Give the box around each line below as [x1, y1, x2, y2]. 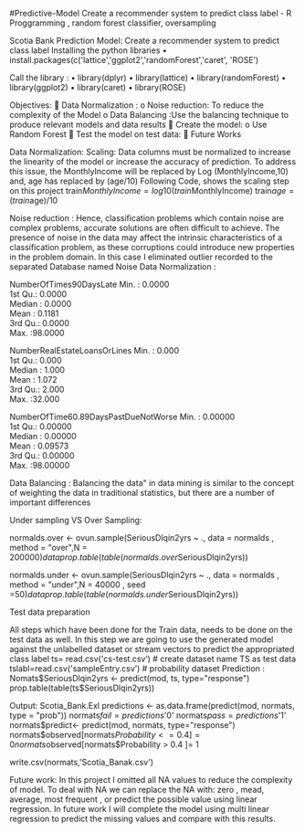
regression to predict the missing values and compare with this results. [9, 813, 276, 824]
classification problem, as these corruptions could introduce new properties [9, 242, 295, 252]
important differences [9, 497, 91, 508]
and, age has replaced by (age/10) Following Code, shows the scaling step [9, 175, 289, 186]
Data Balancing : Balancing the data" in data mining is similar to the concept [9, 478, 295, 488]
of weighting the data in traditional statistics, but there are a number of [9, 488, 276, 498]
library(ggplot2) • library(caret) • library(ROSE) [9, 82, 186, 92]
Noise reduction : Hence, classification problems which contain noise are [9, 213, 285, 223]
